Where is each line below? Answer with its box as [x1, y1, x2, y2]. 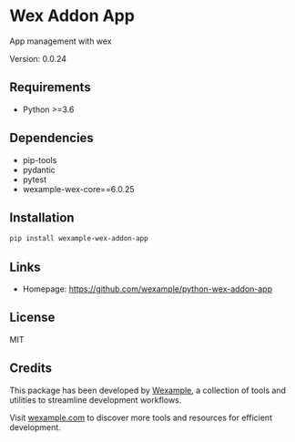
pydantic [22, 164, 56, 175]
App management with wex [9, 36, 112, 46]
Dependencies [9, 130, 94, 146]
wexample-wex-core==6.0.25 [22, 183, 135, 194]
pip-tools [22, 154, 57, 165]
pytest [22, 174, 47, 185]
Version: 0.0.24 [9, 53, 66, 64]
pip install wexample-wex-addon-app [9, 234, 148, 243]
